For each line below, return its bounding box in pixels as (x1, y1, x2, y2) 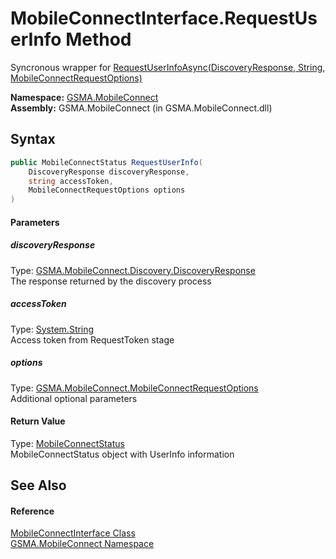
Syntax (10, 131, 56, 148)
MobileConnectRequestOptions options (28, 185, 186, 196)
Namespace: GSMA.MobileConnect (10, 91, 159, 103)
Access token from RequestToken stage (10, 333, 175, 346)
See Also (10, 477, 67, 494)
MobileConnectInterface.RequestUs (10, 7, 318, 30)
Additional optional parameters (10, 392, 138, 404)
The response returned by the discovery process (10, 275, 212, 287)
